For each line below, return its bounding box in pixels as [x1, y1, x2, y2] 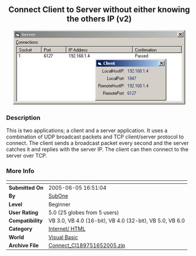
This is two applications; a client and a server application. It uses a [6, 127, 168, 134]
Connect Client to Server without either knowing [8, 5, 190, 15]
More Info [6, 167, 35, 175]
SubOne [48, 192, 68, 200]
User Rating [8, 209, 38, 216]
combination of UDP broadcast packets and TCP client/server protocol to [6, 133, 184, 141]
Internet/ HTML [48, 225, 86, 232]
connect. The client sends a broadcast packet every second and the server [6, 140, 189, 147]
